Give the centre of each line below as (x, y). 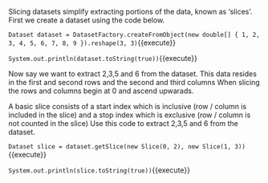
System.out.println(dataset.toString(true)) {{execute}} (103, 58)
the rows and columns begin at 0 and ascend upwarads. (101, 91)
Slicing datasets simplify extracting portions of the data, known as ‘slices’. (130, 12)
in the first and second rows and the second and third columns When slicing (134, 82)
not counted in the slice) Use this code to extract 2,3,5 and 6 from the (124, 123)
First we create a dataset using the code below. (87, 20)
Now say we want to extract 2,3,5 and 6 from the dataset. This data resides (132, 74)
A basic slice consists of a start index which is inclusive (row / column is (128, 106)
